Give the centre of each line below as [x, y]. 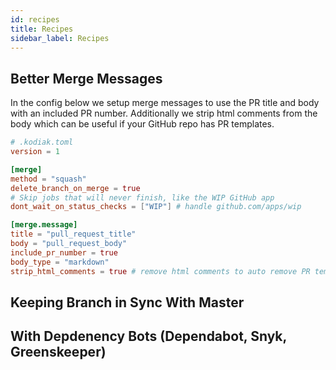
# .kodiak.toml [42, 142]
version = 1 [35, 152]
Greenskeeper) [58, 352]
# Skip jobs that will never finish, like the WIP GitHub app [142, 197]
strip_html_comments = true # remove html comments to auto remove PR [160, 271]
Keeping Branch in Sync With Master [127, 302]
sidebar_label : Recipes [60, 38]
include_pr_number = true [64, 252]
